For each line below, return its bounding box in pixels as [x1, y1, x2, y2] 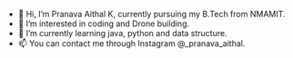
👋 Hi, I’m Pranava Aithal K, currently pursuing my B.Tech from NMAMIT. [17, 9, 286, 19]
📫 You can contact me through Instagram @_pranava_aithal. [17, 38, 246, 49]
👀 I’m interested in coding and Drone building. [17, 18, 189, 29]
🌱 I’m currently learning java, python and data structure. [17, 28, 227, 38]
